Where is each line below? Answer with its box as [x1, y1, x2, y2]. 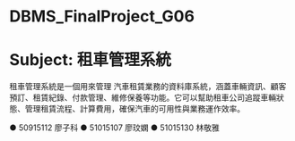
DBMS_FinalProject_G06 [9, 6, 195, 27]
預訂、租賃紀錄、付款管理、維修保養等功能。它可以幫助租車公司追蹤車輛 [9, 92, 276, 104]
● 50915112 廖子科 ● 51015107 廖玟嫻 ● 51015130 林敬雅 [9, 122, 220, 133]
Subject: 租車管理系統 [9, 50, 172, 70]
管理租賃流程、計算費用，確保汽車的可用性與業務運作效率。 [24, 104, 245, 114]
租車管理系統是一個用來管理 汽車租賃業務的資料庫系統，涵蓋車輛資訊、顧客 [9, 81, 287, 92]
